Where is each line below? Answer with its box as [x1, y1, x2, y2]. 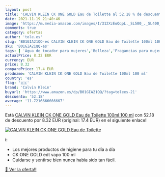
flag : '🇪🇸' [5, 80, 29, 85]
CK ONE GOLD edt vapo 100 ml [12, 152, 76, 158]
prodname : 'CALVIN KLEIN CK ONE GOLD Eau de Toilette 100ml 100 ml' [5, 71, 148, 76]
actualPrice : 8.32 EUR [5, 53, 52, 58]
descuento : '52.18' [5, 94, 45, 99]
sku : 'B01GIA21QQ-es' [5, 44, 50, 49]
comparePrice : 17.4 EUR [5, 67, 54, 72]
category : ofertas [5, 30, 43, 35]
